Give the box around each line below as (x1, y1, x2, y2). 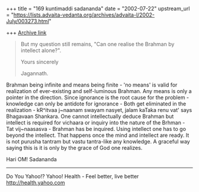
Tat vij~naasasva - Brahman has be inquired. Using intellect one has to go (6, 126, 187, 132)
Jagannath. (20, 70, 49, 76)
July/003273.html (6, 18, 49, 24)
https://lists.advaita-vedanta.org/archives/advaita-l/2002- (13, 11, 155, 18)
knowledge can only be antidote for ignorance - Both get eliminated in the (6, 100, 187, 107)
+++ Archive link (6, 29, 47, 36)
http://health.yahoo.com (6, 179, 65, 186)
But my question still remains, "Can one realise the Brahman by (20, 41, 175, 47)
